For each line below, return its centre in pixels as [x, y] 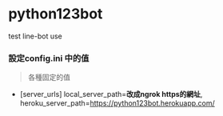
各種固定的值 [49, 78]
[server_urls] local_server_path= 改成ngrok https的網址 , [111, 94]
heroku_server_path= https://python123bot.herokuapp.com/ [117, 103]
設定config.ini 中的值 [49, 58]
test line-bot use [35, 36]
